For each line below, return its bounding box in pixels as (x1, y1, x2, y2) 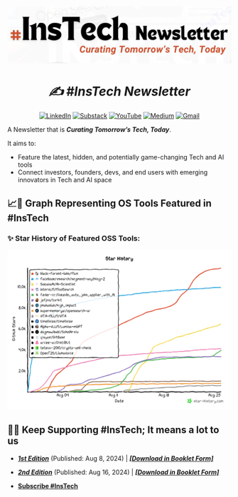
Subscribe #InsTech (17, 481, 78, 490)
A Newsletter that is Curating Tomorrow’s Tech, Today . (7, 125, 172, 134)
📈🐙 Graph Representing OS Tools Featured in (7, 197, 212, 209)
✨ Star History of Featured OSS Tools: (7, 233, 141, 243)
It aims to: (7, 139, 37, 148)
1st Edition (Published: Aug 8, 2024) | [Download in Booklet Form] (17, 454, 214, 462)
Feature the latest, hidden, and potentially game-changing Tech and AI (17, 153, 225, 162)
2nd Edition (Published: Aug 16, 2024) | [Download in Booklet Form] (17, 468, 220, 476)
